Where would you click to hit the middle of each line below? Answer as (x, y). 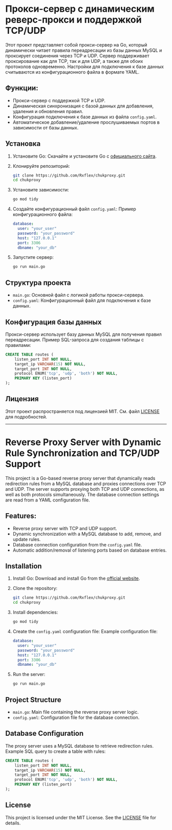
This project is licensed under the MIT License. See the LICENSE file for (81, 817)
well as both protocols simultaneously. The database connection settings (82, 494)
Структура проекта (38, 283)
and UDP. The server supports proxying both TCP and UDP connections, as (85, 489)
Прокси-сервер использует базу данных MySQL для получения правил (84, 334)
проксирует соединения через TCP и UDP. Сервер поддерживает (77, 56)
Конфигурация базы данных (53, 322)
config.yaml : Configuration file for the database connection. (76, 717)
